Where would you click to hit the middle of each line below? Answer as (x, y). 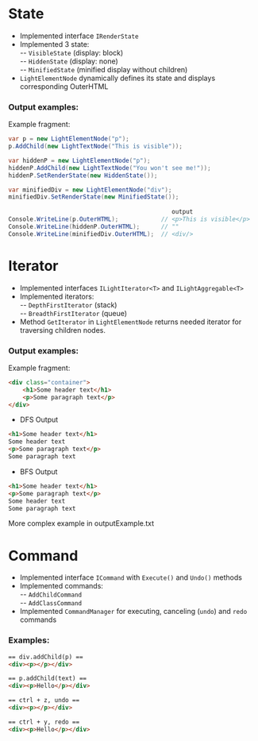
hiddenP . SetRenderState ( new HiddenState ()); (83, 176)
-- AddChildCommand (51, 594)
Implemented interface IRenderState (79, 36)
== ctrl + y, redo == (44, 722)
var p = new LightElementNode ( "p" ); (69, 139)
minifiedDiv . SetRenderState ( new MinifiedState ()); (94, 197)
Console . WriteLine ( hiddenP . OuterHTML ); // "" (94, 226)
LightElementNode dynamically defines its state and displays (117, 78)
